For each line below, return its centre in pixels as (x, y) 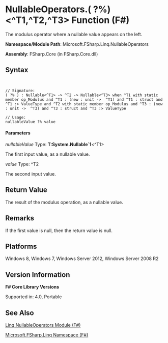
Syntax (17, 70)
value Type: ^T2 (22, 164)
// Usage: (16, 117)
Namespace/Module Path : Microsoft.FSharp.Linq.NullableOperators (77, 44)
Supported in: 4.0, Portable (34, 297)
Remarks (20, 218)
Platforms (21, 246)
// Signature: (20, 91)
